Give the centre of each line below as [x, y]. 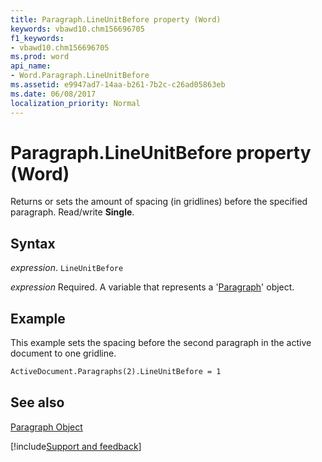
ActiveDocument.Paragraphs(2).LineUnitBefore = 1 [116, 372]
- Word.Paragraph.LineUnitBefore [80, 76]
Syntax [33, 243]
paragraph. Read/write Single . [72, 212]
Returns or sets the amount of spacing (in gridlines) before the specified [159, 202]
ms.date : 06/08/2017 [53, 94]
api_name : [31, 66]
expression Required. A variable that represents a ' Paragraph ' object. [152, 287]
